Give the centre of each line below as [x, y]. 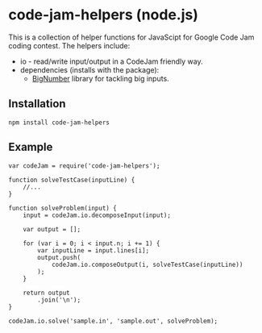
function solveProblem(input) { [62, 208]
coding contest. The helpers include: [69, 45]
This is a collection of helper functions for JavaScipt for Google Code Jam [131, 37]
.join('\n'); [59, 300]
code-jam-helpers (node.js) [104, 15]
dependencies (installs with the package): [89, 69]
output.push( [59, 257]
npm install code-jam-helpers [59, 123]
